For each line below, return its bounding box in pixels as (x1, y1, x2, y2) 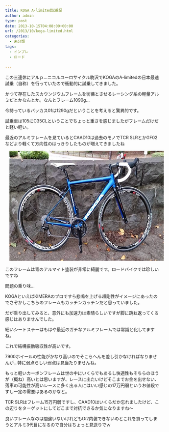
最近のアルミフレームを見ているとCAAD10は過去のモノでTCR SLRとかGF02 (5, 135, 158, 141)
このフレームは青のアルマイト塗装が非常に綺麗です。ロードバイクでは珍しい (5, 266, 159, 272)
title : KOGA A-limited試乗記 (5, 8, 63, 13)
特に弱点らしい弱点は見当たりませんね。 (17, 360, 99, 366)
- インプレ (9, 49, 28, 54)
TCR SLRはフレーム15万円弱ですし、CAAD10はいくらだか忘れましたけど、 (5, 399, 155, 405)
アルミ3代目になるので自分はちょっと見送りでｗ (13, 422, 111, 428)
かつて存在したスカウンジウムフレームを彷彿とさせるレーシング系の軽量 (5, 91, 151, 97)
